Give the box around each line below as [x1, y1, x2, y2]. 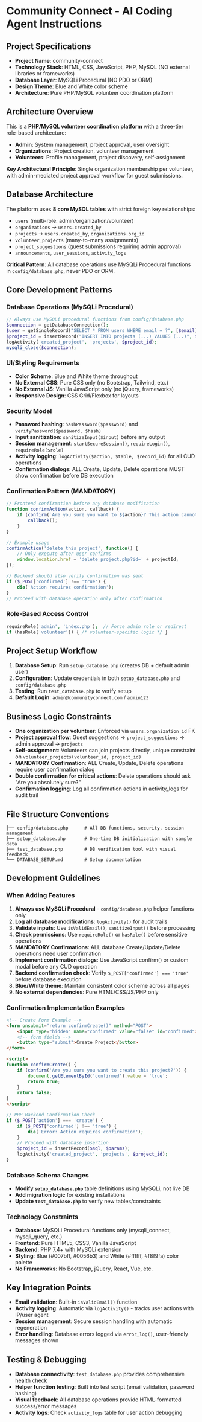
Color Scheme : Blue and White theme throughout [14, 373, 138, 380]
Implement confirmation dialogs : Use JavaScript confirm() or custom [14, 956, 189, 964]
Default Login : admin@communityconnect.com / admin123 [14, 694, 149, 701]
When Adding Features [6, 891, 75, 900]
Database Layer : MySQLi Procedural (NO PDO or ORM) [14, 77, 153, 83]
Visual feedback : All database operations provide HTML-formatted [14, 1396, 182, 1403]
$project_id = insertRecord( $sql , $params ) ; [17, 1145, 130, 1151]
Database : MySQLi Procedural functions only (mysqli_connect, [14, 1226, 171, 1234]
